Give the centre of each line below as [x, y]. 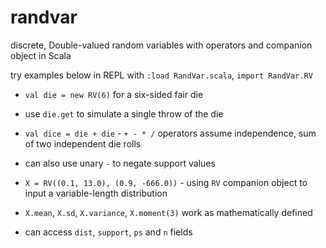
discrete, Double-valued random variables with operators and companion [161, 45]
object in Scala [41, 55]
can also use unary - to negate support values [120, 163]
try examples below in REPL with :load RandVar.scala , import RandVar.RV [161, 75]
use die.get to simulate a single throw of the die [124, 113]
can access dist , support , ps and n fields [108, 232]
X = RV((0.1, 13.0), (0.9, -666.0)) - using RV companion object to [166, 182]
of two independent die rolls [83, 143]
